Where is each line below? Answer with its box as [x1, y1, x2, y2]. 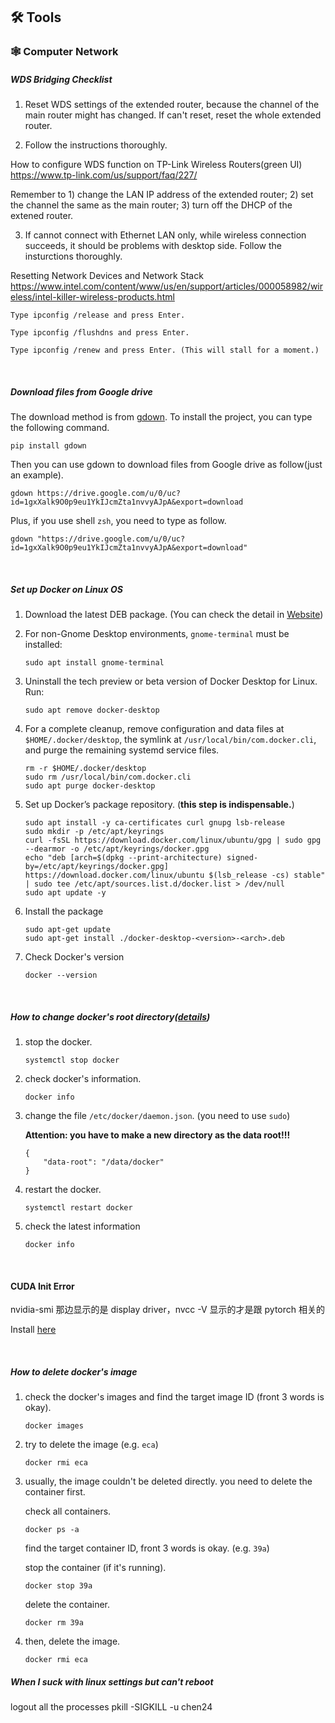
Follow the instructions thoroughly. [24, 139, 168, 151]
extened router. [10, 210, 74, 222]
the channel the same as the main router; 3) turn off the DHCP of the [10, 199, 293, 211]
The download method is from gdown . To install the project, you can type [10, 411, 313, 423]
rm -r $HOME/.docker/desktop [24, 764, 147, 774]
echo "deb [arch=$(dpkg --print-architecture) [24, 853, 223, 863]
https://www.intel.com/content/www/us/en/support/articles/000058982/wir [10, 280, 324, 293]
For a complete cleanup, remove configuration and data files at [24, 723, 285, 735]
